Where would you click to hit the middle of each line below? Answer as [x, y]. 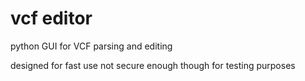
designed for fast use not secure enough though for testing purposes [153, 65]
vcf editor [51, 18]
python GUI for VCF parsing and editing [91, 46]
